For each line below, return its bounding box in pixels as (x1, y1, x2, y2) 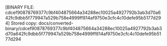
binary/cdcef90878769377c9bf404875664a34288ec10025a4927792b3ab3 (5, 25, 162, 31)
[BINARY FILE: (5, 4, 35, 10)
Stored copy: (11, 20, 38, 26)
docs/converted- (38, 20, 74, 26)
